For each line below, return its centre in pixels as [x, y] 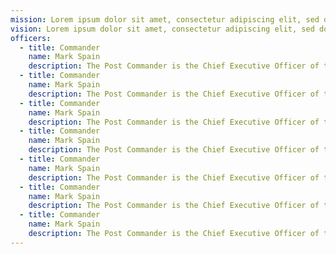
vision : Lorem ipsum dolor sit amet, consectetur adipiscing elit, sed [162, 29]
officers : [31, 38]
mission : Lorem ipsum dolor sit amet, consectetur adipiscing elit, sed [165, 19]
